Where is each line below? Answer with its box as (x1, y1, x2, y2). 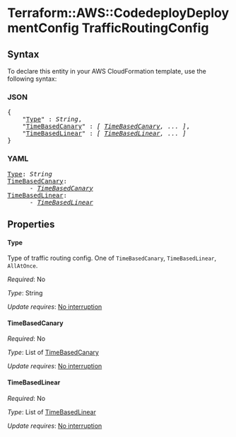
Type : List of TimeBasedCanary (7, 348, 99, 357)
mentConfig (7, 20, 79, 36)
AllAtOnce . (7, 261, 38, 270)
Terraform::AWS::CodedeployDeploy (7, 5, 230, 21)
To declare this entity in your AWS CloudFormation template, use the (7, 67, 206, 75)
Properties (7, 218, 55, 230)
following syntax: (7, 74, 57, 83)
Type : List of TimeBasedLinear (7, 407, 97, 416)
